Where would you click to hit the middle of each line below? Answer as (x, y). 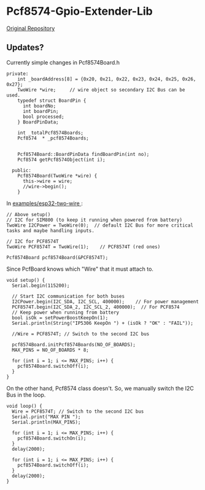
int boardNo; (39, 106)
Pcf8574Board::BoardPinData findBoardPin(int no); (83, 154)
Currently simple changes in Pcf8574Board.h (63, 62)
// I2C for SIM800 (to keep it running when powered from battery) (95, 220)
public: (22, 170)
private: (17, 74)
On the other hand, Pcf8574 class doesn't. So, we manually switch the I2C (100, 388)
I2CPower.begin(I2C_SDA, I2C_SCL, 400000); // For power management (106, 301)
